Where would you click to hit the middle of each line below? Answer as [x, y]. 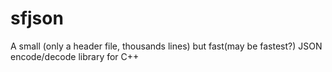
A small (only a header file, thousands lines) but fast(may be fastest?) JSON [166, 46]
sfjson [37, 18]
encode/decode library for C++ [75, 56]
